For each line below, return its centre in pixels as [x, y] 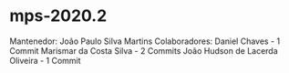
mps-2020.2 [58, 16]
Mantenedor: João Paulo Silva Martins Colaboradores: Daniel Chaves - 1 [145, 41]
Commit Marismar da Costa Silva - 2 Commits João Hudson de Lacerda [144, 50]
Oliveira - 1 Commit [45, 60]
